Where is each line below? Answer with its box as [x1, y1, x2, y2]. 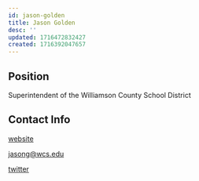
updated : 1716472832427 [8, 33, 87, 42]
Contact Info [8, 113, 71, 126]
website [8, 134, 34, 143]
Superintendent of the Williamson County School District [8, 90, 191, 100]
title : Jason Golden [8, 19, 76, 27]
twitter [8, 164, 30, 173]
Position [8, 70, 50, 83]
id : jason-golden [8, 11, 65, 20]
